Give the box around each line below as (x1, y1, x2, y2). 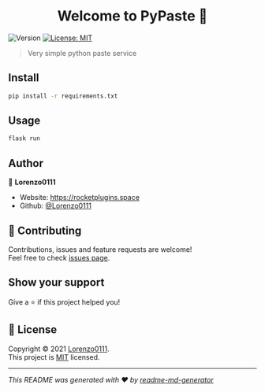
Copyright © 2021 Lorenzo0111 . (8, 344, 110, 353)
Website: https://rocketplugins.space (19, 193, 140, 202)
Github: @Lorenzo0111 (19, 201, 92, 211)
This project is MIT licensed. (8, 352, 100, 361)
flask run (8, 135, 41, 142)
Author (8, 157, 43, 170)
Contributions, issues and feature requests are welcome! (8, 244, 192, 254)
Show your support (8, 276, 105, 290)
